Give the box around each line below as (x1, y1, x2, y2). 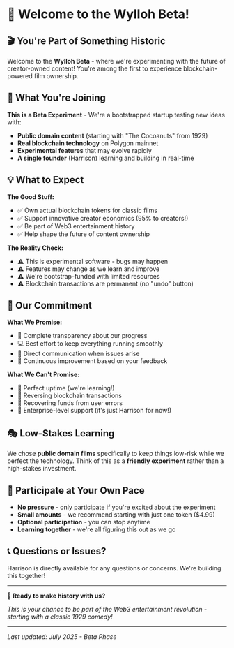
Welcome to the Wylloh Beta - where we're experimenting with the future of (7, 57, 226, 65)
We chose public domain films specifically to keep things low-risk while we (7, 450, 225, 458)
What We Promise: (7, 318, 63, 327)
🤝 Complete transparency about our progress (17, 332, 148, 340)
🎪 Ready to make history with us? (7, 591, 106, 600)
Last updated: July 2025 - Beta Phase (7, 632, 117, 641)
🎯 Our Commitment (7, 300, 93, 311)
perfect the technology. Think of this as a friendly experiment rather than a (7, 457, 224, 465)
